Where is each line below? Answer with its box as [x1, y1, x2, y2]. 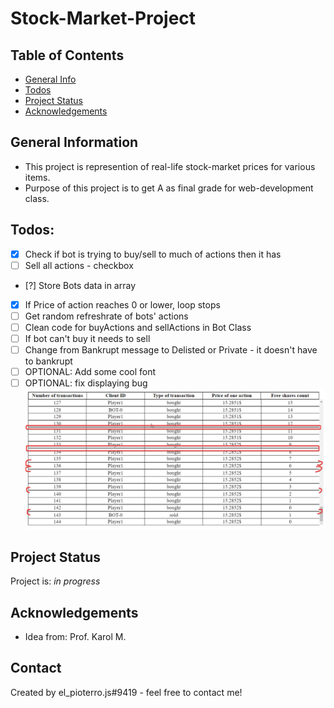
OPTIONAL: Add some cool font [24, 366, 157, 378]
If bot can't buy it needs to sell [24, 332, 151, 344]
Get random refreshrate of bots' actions [24, 310, 189, 322]
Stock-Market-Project [10, 7, 197, 30]
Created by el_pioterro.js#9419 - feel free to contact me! [10, 686, 243, 698]
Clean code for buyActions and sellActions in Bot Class [24, 321, 252, 333]
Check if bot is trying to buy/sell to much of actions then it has [24, 248, 282, 260]
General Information [10, 134, 139, 151]
